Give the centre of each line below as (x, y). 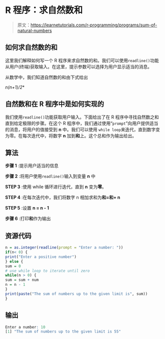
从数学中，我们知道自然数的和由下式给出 (46, 77)
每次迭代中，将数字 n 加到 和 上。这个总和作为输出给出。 (79, 135)
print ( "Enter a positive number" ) (41, 257)
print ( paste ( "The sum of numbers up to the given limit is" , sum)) (77, 294)
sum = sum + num (22, 280)
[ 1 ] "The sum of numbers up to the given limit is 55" (63, 332)
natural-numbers (35, 30)
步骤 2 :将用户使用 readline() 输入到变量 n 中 (50, 176)
